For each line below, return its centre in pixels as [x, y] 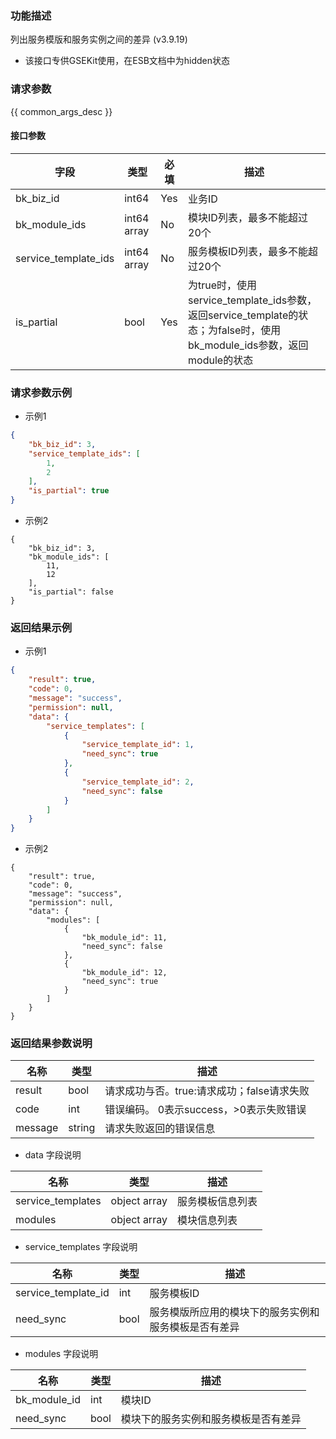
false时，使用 [250, 330]
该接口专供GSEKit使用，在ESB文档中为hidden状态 [127, 61]
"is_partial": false [71, 592]
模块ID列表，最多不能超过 [248, 217]
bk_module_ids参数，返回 [248, 345]
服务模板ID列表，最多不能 [248, 251]
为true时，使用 [223, 285]
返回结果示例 [41, 628]
